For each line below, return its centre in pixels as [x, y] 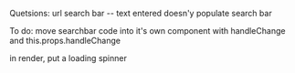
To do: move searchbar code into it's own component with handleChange [147, 31]
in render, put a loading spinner [68, 58]
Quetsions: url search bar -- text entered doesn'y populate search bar [141, 13]
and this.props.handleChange [65, 41]
